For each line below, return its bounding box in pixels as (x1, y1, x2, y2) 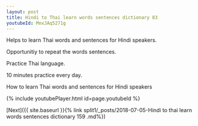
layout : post (6, 8, 39, 15)
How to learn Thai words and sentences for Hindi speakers (6, 83, 153, 90)
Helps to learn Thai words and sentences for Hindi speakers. (6, 37, 157, 44)
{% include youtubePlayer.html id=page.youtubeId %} (6, 95, 141, 102)
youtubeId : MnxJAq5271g (6, 20, 66, 26)
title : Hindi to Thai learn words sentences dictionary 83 (6, 14, 158, 20)
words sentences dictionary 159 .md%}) (6, 113, 106, 121)
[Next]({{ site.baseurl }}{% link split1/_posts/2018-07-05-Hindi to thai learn (6, 107, 192, 114)
